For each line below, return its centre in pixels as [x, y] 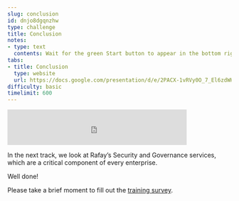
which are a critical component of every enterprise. [83, 163]
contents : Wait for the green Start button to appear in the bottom [117, 54]
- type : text [27, 47]
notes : [17, 40]
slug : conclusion [33, 14]
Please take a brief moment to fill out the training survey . [90, 190]
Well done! [23, 176]
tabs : [15, 60]
